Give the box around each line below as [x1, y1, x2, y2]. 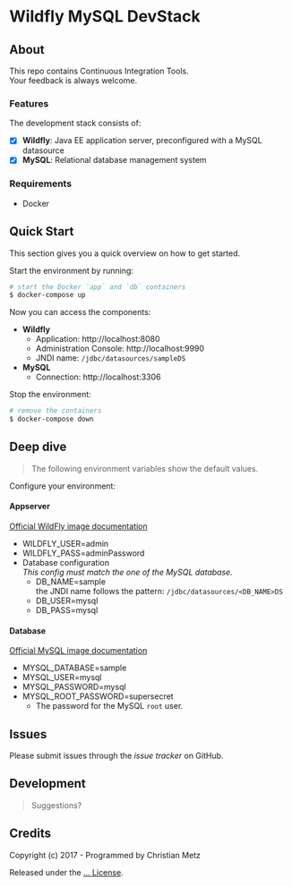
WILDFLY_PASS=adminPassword [21, 548, 145, 558]
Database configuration [21, 558, 110, 568]
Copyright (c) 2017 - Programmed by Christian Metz [9, 849, 202, 860]
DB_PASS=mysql [35, 605, 99, 616]
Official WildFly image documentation [9, 521, 148, 532]
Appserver [9, 501, 51, 512]
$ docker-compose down [9, 414, 94, 424]
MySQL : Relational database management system [21, 155, 208, 166]
